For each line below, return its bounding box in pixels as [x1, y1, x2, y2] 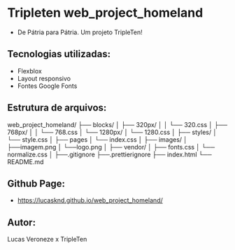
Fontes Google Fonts [17, 82, 78, 90]
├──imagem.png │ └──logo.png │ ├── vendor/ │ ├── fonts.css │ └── [7, 142, 215, 151]
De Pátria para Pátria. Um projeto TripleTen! [17, 28, 143, 36]
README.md [7, 157, 44, 166]
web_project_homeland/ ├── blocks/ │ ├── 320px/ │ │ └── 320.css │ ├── [7, 120, 228, 128]
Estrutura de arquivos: [7, 102, 107, 114]
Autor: [7, 216, 36, 228]
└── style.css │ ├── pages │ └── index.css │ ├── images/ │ [7, 135, 187, 144]
